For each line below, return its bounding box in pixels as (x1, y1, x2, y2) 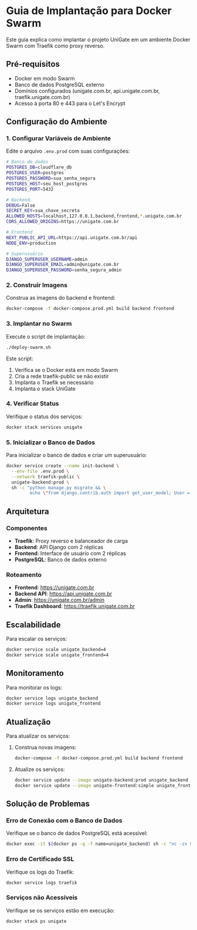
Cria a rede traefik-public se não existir (14, 373, 109, 380)
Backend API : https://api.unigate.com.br (14, 590, 113, 597)
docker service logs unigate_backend (6, 695, 98, 701)
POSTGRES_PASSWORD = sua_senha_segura (6, 175, 96, 181)
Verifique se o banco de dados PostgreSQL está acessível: (6, 830, 148, 837)
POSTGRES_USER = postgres (6, 170, 64, 176)
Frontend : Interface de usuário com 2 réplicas (14, 550, 126, 557)
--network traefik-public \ (11, 474, 80, 479)
